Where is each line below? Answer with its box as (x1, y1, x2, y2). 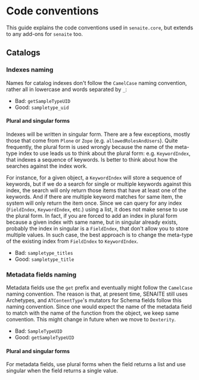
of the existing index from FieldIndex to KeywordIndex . (6, 238, 139, 245)
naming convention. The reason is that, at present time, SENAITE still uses (6, 290, 188, 297)
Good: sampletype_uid (14, 104, 69, 111)
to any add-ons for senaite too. (6, 30, 83, 37)
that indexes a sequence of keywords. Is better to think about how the (6, 156, 178, 163)
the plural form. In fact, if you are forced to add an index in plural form (6, 212, 178, 219)
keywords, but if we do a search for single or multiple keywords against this (6, 180, 192, 187)
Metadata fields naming (6, 270, 76, 279)
